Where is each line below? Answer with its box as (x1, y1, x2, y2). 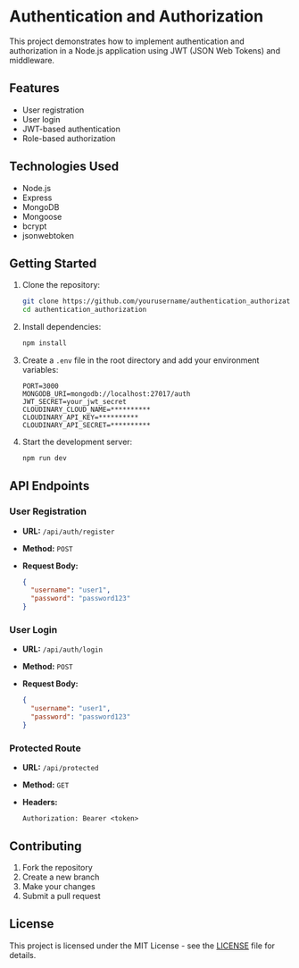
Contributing (9, 838, 82, 854)
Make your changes (21, 880, 96, 891)
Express (21, 192, 53, 203)
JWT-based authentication (21, 123, 120, 134)
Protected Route (9, 742, 82, 754)
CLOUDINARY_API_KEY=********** (21, 413, 139, 422)
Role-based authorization (21, 132, 116, 144)
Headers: (21, 797, 58, 808)
